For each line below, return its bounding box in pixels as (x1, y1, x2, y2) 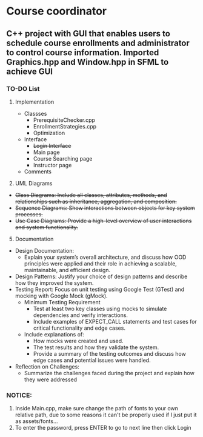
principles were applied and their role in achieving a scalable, (24, 259, 177, 267)
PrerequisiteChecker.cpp (33, 116, 96, 124)
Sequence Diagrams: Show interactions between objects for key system (15, 204, 195, 212)
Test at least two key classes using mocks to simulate (33, 305, 167, 312)
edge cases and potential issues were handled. (33, 356, 151, 364)
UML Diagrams (15, 179, 53, 187)
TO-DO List (6, 84, 40, 93)
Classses (24, 110, 47, 117)
